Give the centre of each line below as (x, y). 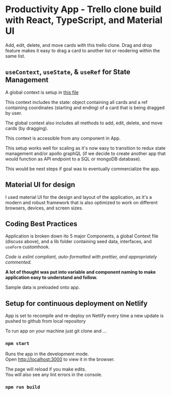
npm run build (23, 387)
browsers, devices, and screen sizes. (44, 208)
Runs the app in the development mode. (47, 354)
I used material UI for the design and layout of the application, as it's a (79, 197)
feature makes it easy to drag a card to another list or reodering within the (83, 50)
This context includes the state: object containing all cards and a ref (76, 102)
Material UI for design (40, 185)
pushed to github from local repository (46, 321)
